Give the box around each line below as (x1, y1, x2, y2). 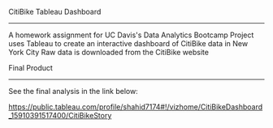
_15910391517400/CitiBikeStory (8, 111, 112, 120)
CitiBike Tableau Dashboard (8, 7, 102, 16)
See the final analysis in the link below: (8, 87, 138, 96)
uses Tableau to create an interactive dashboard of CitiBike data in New (8, 39, 249, 48)
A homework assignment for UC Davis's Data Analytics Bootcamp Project (8, 30, 254, 40)
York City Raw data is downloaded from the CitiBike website (8, 48, 210, 57)
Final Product (8, 63, 53, 72)
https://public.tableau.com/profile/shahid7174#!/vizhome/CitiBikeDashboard (8, 102, 263, 112)
